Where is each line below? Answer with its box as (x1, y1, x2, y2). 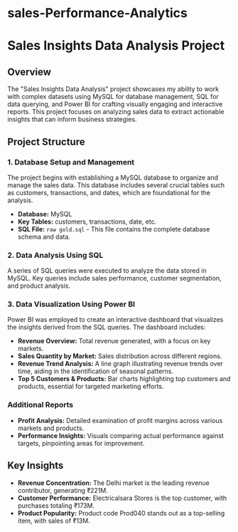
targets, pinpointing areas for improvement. (17, 439, 145, 447)
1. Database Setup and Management (7, 157, 135, 167)
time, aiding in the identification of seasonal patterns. (17, 367, 174, 375)
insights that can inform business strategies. (7, 115, 137, 124)
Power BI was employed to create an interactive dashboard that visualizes (7, 315, 224, 324)
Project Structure (7, 135, 85, 147)
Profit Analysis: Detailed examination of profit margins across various (17, 416, 223, 424)
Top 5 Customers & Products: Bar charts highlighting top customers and (17, 375, 231, 383)
